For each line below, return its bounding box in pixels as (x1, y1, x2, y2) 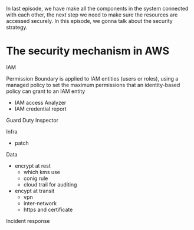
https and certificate (23, 206, 73, 213)
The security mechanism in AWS (6, 44, 170, 58)
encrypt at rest (14, 162, 51, 169)
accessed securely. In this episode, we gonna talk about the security (6, 18, 173, 24)
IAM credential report (14, 105, 67, 112)
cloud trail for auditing (23, 181, 77, 188)
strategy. (6, 24, 28, 31)
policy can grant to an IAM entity (6, 88, 86, 95)
